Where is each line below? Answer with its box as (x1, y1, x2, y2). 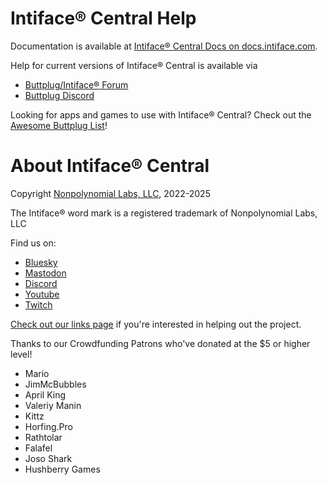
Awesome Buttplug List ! (10, 119, 108, 131)
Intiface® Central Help (10, 7, 197, 30)
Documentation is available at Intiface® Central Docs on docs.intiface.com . (10, 40, 318, 52)
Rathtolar (24, 431, 63, 443)
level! (10, 348, 33, 360)
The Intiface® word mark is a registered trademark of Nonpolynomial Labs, (10, 207, 318, 219)
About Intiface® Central (10, 155, 210, 177)
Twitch (24, 298, 53, 311)
